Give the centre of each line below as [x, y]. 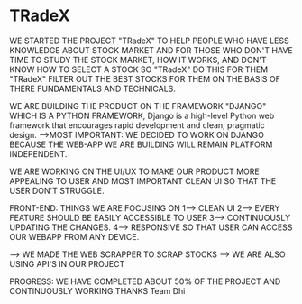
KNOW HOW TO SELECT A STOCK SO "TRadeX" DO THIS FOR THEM [139, 69]
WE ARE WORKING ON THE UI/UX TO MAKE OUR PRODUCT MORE [134, 171]
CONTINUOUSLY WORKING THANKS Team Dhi [97, 290]
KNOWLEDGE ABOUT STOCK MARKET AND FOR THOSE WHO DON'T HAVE [151, 50]
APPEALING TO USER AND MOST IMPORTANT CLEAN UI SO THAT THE [143, 180]
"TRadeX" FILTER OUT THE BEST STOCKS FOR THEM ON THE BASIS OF [145, 78]
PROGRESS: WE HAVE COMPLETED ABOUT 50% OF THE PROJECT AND [145, 281]
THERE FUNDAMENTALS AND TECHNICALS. [92, 88]
